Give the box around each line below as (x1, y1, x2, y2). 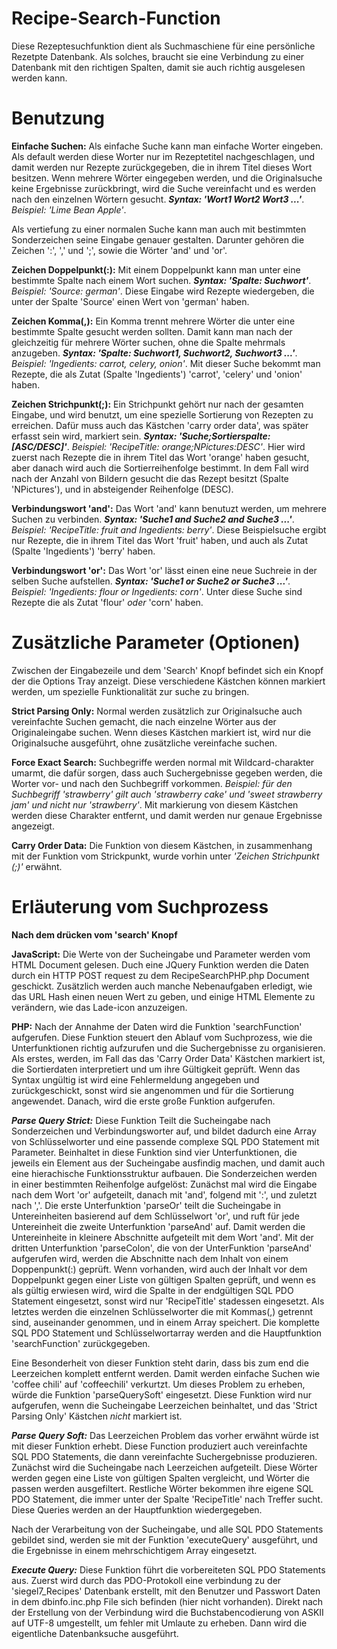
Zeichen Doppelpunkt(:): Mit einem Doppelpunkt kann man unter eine (11, 263, 301, 276)
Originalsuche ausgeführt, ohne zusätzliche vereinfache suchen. (11, 737, 278, 749)
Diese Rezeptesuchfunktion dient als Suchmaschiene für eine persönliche (11, 40, 316, 52)
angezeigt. (11, 820, 55, 832)
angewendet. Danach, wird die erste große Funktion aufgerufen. (11, 1095, 276, 1107)
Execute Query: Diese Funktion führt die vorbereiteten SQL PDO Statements (11, 1563, 326, 1576)
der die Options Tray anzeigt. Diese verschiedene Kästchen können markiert (11, 675, 326, 687)
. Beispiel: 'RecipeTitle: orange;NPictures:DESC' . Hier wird (66, 440, 306, 452)
